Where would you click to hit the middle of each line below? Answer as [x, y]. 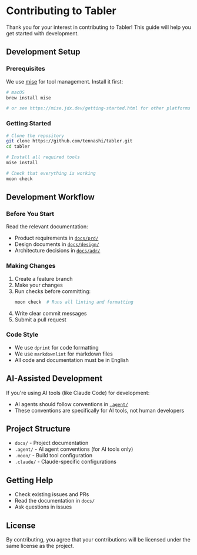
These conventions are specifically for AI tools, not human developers [99, 410]
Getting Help [30, 480]
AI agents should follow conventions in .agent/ [71, 404]
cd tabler [18, 147]
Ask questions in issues [43, 507]
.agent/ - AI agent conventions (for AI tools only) [74, 449]
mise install [22, 163]
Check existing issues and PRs [52, 494]
